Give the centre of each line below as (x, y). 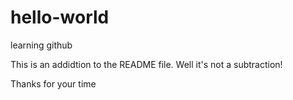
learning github (41, 45)
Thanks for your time (53, 83)
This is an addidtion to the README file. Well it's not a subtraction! (146, 64)
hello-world (60, 17)
